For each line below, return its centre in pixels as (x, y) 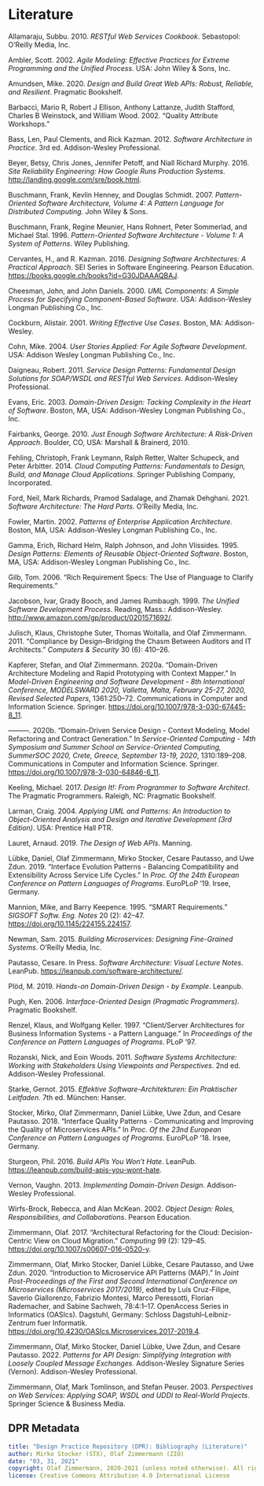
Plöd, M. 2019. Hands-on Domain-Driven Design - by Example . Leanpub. (126, 986)
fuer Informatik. (62, 1323)
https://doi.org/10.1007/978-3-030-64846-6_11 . (84, 772)
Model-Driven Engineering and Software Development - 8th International (126, 681)
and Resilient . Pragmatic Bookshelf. (66, 91)
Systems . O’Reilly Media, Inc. (55, 947)
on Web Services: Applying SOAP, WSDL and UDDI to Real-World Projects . (129, 1395)
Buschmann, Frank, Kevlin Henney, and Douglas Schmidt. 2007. (111, 195)
